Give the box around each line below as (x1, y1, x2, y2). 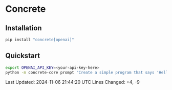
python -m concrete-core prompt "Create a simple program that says (5, 70, 155, 75)
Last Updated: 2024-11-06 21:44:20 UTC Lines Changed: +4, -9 (5, 79, 140, 85)
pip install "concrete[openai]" (5, 37, 74, 42)
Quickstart (5, 51, 40, 60)
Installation (5, 24, 42, 32)
